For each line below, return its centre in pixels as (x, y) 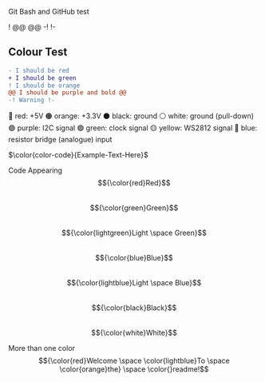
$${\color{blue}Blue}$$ (134, 258)
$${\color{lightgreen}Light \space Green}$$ (134, 233)
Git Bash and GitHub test (49, 12)
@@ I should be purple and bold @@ (67, 93)
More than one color (42, 348)
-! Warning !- (32, 100)
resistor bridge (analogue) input (60, 140)
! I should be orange (44, 86)
